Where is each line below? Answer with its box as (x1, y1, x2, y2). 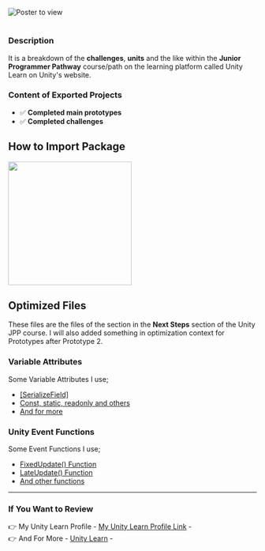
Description (8, 36, 54, 47)
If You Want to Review (8, 504, 94, 514)
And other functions (19, 477, 85, 486)
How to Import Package (8, 140, 126, 153)
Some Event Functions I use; (8, 444, 101, 454)
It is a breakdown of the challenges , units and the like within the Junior (8, 53, 241, 62)
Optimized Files (8, 299, 87, 312)
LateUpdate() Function (19, 468, 93, 477)
